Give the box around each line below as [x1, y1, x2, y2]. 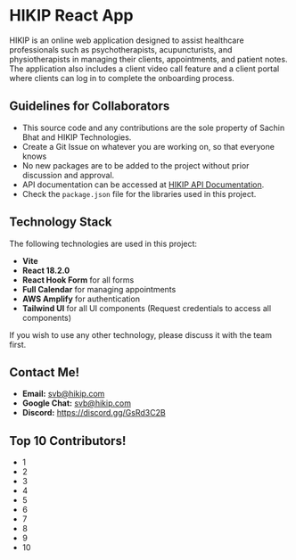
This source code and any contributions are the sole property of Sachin [21, 122, 285, 133]
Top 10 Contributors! [9, 433, 127, 449]
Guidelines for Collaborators [9, 99, 170, 114]
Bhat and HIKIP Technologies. [21, 131, 132, 143]
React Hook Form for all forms [21, 274, 135, 285]
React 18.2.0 [21, 265, 70, 276]
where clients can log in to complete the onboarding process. [9, 72, 234, 83]
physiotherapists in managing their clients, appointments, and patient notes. [9, 54, 288, 64]
